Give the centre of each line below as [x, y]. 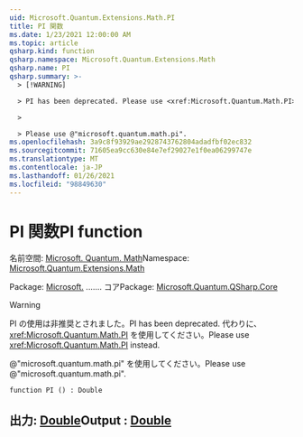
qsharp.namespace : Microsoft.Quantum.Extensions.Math [113, 60]
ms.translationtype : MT [54, 159]
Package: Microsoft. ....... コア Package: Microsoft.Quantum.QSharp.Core [143, 287]
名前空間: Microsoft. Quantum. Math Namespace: [100, 258]
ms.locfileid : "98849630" [58, 184]
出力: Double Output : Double [91, 420]
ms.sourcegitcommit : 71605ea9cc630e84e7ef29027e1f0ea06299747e [131, 151]
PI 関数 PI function [76, 232]
